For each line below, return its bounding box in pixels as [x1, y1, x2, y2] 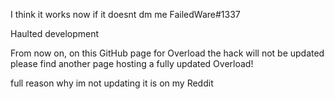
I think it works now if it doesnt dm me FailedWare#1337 [10, 9, 241, 20]
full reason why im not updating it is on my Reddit [10, 77, 214, 89]
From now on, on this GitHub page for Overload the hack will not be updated [10, 47, 325, 59]
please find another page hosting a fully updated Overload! [10, 58, 254, 69]
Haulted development [10, 28, 100, 39]
